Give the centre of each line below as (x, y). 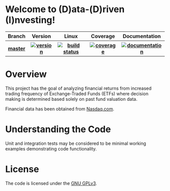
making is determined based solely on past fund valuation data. (71, 99)
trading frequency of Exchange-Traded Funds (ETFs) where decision (77, 93)
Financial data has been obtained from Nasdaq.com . (60, 109)
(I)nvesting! (30, 20)
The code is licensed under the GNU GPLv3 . (51, 183)
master (17, 48)
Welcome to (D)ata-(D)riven (65, 9)
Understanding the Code (58, 129)
